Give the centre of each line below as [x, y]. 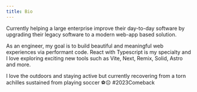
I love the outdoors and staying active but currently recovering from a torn [96, 76]
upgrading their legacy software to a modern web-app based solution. [91, 34]
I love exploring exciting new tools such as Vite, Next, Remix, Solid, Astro [94, 58]
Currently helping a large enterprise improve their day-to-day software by [95, 28]
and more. [19, 64]
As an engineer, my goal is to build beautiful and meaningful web [85, 46]
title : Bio [19, 11]
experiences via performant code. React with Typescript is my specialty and [98, 52]
